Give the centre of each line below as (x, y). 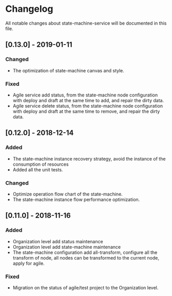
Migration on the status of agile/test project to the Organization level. (85, 287)
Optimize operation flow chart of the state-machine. (68, 194)
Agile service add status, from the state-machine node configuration (85, 95)
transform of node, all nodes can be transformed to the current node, (86, 258)
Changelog (29, 9)
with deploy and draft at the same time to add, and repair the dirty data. (88, 100)
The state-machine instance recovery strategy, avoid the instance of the (89, 159)
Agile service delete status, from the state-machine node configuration (88, 106)
